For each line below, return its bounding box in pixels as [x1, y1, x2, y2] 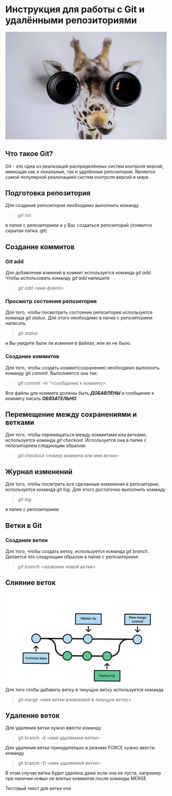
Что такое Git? [5, 150, 53, 158]
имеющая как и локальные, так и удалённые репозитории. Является [5, 168, 156, 175]
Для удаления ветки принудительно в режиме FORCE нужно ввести [5, 745, 155, 751]
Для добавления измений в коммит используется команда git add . [5, 270, 152, 276]
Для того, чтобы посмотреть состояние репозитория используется [5, 309, 153, 316]
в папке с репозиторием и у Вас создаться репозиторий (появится [5, 222, 152, 229]
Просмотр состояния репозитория [5, 297, 97, 304]
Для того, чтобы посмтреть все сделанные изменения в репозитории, [5, 481, 160, 487]
